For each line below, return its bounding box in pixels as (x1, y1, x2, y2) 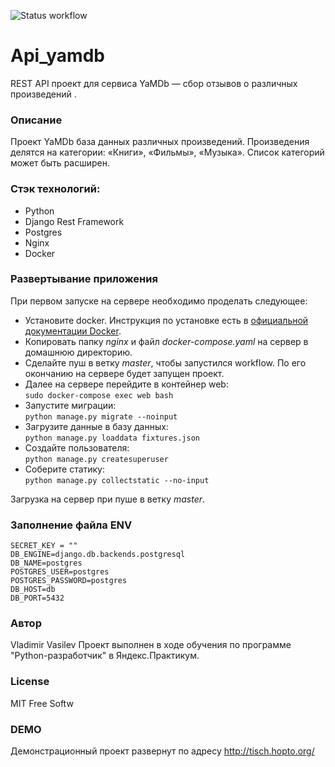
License (10, 675, 50, 689)
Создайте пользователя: (24, 441, 130, 454)
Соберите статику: (24, 463, 106, 475)
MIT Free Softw (10, 697, 74, 709)
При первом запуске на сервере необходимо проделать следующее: (10, 295, 308, 307)
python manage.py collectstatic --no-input (24, 475, 210, 485)
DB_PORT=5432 (10, 593, 65, 604)
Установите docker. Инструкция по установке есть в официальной (24, 314, 309, 326)
